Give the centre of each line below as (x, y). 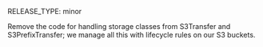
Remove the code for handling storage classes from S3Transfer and (119, 26)
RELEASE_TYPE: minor (45, 11)
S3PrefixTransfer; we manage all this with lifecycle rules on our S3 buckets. (131, 35)
